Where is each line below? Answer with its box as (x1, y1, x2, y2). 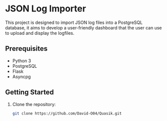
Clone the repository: (12, 101, 56, 107)
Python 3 (12, 58, 31, 64)
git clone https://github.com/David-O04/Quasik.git (12, 111, 122, 116)
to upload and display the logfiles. (5, 30, 75, 36)
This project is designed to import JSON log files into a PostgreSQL (5, 19, 143, 25)
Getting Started (5, 88, 54, 97)
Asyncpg (12, 73, 31, 80)
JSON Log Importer (5, 3, 86, 14)
